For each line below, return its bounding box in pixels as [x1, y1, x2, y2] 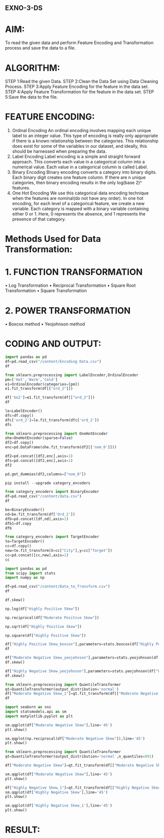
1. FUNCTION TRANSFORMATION [5, 266, 143, 277]
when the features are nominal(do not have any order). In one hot [12, 195, 143, 201]
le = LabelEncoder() [5, 408, 42, 414]
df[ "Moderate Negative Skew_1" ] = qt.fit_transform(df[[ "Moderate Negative [5, 691, 159, 696]
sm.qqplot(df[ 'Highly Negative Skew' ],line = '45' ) [5, 790, 108, 795]
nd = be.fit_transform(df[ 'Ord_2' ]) [5, 512, 76, 517]
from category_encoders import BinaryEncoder [5, 489, 99, 494]
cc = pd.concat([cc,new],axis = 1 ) [5, 552, 69, 558]
